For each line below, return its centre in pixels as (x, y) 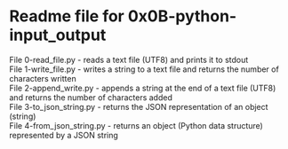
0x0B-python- (182, 16)
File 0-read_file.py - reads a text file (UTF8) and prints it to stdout (129, 59)
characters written (43, 78)
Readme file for (67, 16)
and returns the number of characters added (91, 97)
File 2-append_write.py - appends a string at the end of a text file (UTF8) (143, 88)
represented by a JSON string (64, 135)
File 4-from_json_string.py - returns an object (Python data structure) (136, 125)
